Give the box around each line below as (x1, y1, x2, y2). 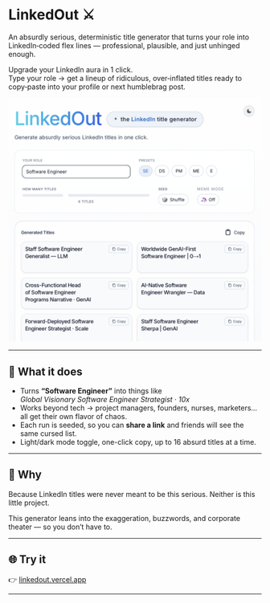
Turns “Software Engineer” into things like (19, 386, 162, 396)
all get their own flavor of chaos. (19, 412, 127, 422)
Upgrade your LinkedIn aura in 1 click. (8, 64, 133, 74)
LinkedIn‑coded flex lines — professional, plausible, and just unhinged (8, 40, 240, 50)
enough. (8, 49, 36, 59)
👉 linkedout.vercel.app (8, 574, 87, 584)
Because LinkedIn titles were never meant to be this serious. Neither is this (8, 489, 256, 499)
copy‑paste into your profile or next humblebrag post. (8, 82, 186, 92)
